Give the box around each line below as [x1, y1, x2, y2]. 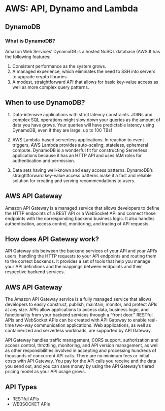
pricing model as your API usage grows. [5, 369, 86, 375]
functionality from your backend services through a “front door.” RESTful [5, 312, 153, 318]
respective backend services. [5, 269, 65, 275]
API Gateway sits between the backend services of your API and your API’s [5, 248, 158, 254]
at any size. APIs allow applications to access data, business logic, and [5, 307, 149, 313]
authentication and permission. [12, 158, 75, 163]
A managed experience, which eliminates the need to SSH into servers [12, 68, 156, 74]
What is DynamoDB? [5, 37, 56, 44]
